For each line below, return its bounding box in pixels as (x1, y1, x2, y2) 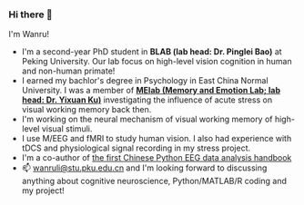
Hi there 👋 (8, 8, 54, 21)
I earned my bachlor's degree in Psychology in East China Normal (21, 75, 269, 86)
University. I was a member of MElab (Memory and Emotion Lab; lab (21, 85, 281, 96)
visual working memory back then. (21, 104, 152, 115)
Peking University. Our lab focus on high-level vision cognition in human (21, 56, 292, 67)
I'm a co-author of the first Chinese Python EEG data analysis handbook (21, 152, 292, 163)
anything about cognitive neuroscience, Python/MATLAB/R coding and (21, 176, 288, 187)
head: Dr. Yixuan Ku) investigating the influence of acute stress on (21, 94, 273, 105)
